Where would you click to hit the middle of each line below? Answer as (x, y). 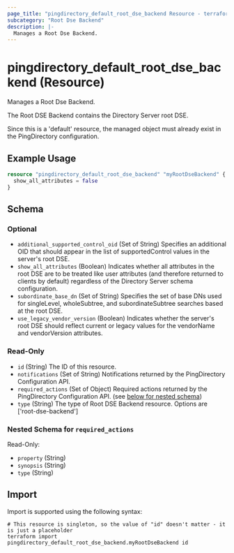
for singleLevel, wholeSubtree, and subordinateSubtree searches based (120, 304)
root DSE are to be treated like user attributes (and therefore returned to (120, 274)
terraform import (32, 536)
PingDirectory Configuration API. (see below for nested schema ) (109, 396)
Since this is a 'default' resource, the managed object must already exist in (114, 129)
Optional (22, 229)
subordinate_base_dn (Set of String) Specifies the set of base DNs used (119, 296)
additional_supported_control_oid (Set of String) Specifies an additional (122, 244)
